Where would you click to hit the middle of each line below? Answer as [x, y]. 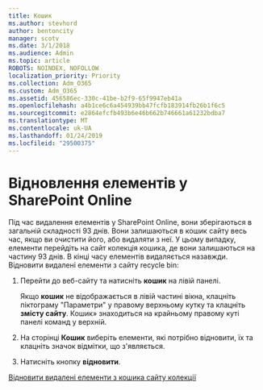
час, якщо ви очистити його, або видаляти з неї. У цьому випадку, [122, 239]
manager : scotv [34, 38]
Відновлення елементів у [98, 183]
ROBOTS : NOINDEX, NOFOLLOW [54, 68]
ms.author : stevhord [43, 23]
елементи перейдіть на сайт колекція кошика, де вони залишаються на [132, 248]
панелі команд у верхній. [63, 322]
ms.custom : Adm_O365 [43, 91]
